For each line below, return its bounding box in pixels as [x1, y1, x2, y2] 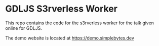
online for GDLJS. [5, 25, 42, 31]
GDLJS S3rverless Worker [5, 3, 118, 15]
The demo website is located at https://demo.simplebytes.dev [5, 35, 134, 41]
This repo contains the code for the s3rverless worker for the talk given [5, 20, 154, 26]
